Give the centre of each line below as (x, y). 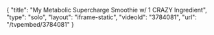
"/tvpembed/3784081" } (40, 24)
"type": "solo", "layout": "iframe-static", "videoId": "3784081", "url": (102, 17)
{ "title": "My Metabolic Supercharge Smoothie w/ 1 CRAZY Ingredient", (107, 10)
